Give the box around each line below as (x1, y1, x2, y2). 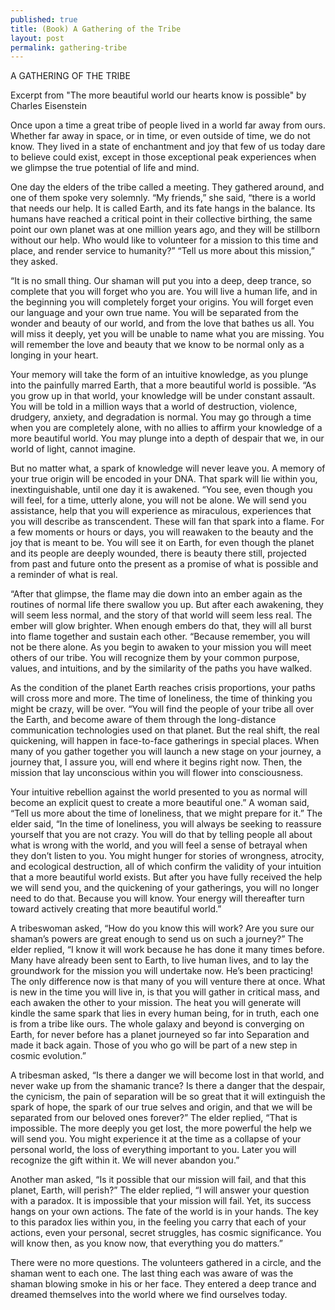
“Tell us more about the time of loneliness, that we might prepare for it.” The (10, 807, 323, 820)
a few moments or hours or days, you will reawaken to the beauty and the (10, 526, 314, 538)
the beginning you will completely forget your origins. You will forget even (10, 296, 314, 308)
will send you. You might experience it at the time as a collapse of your (10, 1133, 302, 1145)
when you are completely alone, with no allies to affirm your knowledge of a (10, 422, 323, 434)
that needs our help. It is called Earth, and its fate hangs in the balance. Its (10, 202, 316, 215)
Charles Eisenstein (10, 100, 88, 112)
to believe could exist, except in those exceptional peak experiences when (10, 151, 317, 163)
